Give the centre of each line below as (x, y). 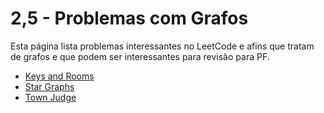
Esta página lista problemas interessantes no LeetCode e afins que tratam (162, 46)
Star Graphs (49, 86)
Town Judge (50, 97)
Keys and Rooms (59, 76)
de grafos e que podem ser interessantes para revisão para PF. (140, 56)
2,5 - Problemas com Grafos (129, 18)
